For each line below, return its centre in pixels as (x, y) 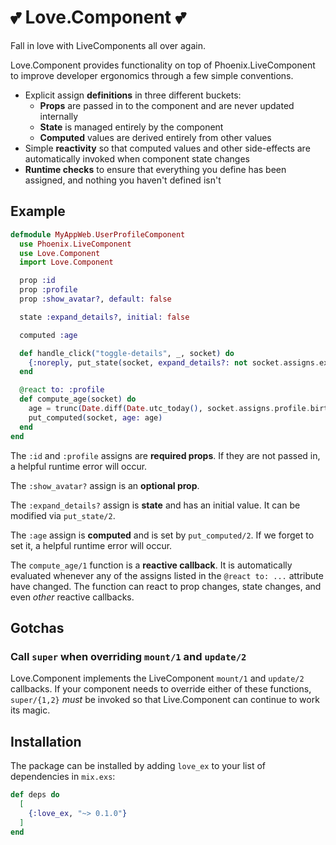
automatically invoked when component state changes (137, 158)
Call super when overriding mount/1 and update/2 (128, 656)
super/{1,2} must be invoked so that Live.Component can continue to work (165, 700)
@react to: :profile (62, 390)
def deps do (35, 795)
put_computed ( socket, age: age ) (95, 417)
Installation (46, 741)
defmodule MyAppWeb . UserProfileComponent (98, 234)
